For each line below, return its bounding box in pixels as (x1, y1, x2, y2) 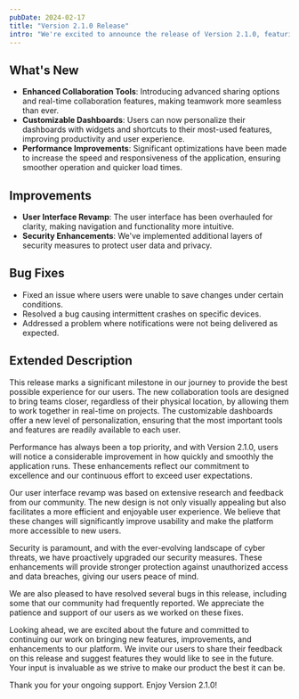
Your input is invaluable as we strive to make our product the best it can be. (9, 662, 286, 673)
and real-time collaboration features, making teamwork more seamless (21, 95, 282, 107)
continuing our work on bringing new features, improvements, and (9, 634, 252, 645)
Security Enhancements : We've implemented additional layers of (21, 231, 263, 241)
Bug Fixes (9, 266, 65, 281)
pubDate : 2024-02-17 (9, 12, 86, 22)
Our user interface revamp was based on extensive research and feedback (9, 487, 284, 498)
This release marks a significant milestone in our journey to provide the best (9, 376, 287, 388)
